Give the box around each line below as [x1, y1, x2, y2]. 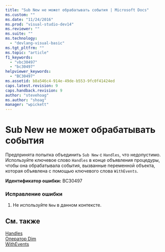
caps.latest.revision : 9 [5, 83, 58, 88]
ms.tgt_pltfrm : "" [5, 45, 44, 50]
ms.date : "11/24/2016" [5, 17, 53, 22]
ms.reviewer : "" [5, 26, 40, 32]
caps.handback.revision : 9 [5, 88, 63, 93]
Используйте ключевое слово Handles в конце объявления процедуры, [5, 157, 160, 163]
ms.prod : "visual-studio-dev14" [5, 21, 74, 27]
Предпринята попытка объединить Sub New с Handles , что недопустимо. [5, 152, 161, 158]
